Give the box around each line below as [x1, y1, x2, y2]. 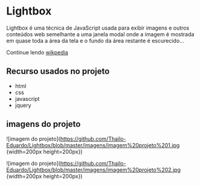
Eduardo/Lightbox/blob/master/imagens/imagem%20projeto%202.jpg [6, 166, 181, 173]
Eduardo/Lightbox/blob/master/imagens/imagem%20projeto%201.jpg [6, 141, 180, 149]
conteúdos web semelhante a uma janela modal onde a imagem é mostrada [6, 30, 195, 37]
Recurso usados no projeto [6, 66, 110, 77]
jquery [15, 101, 31, 109]
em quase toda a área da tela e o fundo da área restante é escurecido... [6, 37, 184, 44]
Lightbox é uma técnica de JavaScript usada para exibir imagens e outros [6, 24, 190, 31]
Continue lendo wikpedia [6, 48, 68, 56]
